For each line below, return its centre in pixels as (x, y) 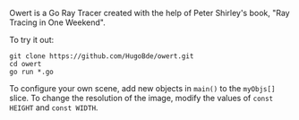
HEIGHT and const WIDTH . (54, 107)
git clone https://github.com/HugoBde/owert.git (102, 56)
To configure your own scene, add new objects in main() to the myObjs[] (142, 88)
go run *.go (31, 72)
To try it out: (32, 40)
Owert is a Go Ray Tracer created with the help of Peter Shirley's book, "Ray (149, 13)
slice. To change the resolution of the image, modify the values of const (141, 98)
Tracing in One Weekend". (57, 22)
